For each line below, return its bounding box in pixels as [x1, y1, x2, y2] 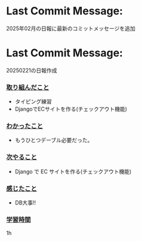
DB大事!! [14, 199, 36, 206]
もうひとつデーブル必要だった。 [14, 137, 93, 144]
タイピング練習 [14, 98, 52, 106]
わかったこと [6, 122, 44, 130]
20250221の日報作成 [6, 67, 57, 74]
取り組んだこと [6, 83, 50, 91]
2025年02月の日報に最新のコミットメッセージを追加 [6, 25, 136, 32]
